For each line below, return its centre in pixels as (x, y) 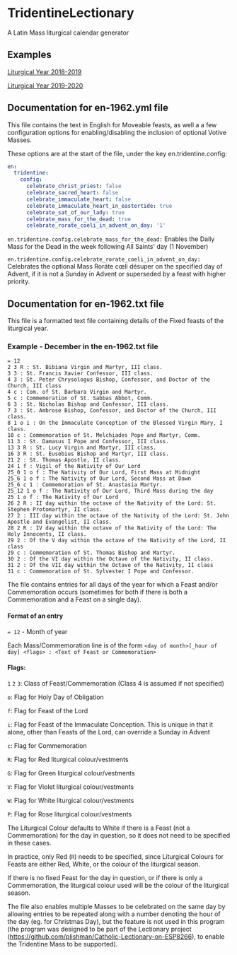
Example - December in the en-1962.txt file (83, 346)
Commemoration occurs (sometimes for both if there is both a (98, 592)
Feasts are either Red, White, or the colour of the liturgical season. (104, 864)
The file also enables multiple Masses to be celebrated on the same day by (116, 906)
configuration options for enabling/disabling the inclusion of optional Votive (117, 132)
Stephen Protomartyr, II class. (55, 510)
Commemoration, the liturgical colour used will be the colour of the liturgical (118, 885)
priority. (19, 281)
